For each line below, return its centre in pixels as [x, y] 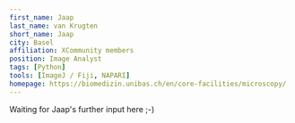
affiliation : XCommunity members [72, 51]
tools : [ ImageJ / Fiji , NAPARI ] [69, 76]
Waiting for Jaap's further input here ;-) [82, 109]
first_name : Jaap [42, 17]
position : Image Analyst [56, 59]
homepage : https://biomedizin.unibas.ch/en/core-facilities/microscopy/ [148, 84]
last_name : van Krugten [54, 26]
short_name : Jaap [42, 34]
